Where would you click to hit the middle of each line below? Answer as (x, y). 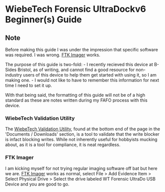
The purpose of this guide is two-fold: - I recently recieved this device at (79, 64)
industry (14, 75)
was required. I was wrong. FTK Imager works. (53, 55)
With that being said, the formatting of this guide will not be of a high (75, 95)
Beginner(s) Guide (44, 19)
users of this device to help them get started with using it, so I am (90, 75)
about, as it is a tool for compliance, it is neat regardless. (63, 145)
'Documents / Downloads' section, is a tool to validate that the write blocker (82, 134)
